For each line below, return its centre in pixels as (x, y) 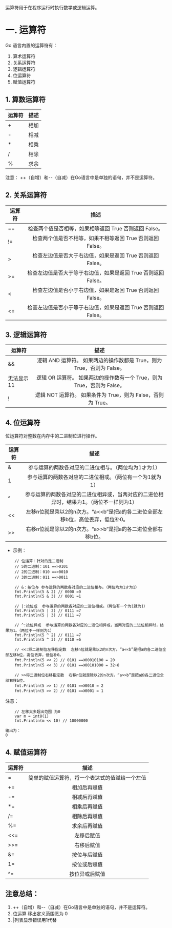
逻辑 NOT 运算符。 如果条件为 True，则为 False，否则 (99, 395)
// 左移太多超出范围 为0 (37, 712)
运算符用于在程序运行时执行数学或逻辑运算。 (52, 7)
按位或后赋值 (88, 864)
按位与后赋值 (88, 855)
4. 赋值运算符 (26, 752)
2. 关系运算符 (26, 195)
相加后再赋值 (88, 787)
